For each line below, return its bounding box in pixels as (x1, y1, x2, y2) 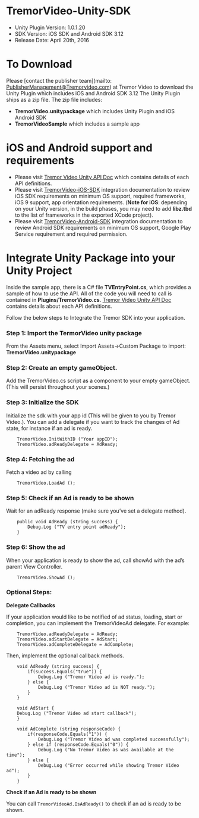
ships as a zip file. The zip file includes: (6, 96, 103, 103)
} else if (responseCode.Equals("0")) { (27, 741, 129, 748)
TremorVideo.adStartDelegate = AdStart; (17, 636, 118, 642)
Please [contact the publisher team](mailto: (6, 77, 112, 84)
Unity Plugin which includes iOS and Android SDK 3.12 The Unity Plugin (6, 89, 181, 96)
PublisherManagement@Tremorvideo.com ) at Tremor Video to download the (6, 83, 194, 90)
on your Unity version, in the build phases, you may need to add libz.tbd (14, 205, 192, 212)
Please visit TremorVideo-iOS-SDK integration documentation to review (14, 186, 190, 193)
